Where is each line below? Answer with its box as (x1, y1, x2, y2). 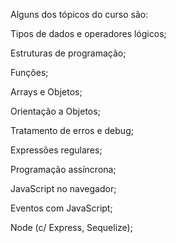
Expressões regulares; (10, 144, 103, 156)
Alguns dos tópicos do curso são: (10, 9, 149, 20)
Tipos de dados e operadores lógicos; (10, 28, 167, 39)
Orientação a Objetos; (10, 105, 101, 117)
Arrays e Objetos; (10, 86, 83, 98)
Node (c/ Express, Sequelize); (10, 222, 133, 233)
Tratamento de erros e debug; (10, 125, 134, 136)
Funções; (10, 67, 49, 78)
